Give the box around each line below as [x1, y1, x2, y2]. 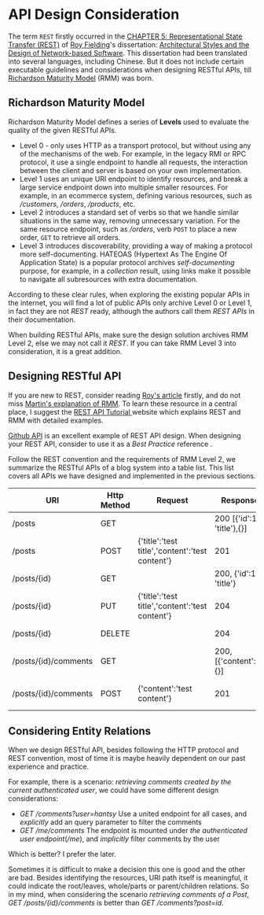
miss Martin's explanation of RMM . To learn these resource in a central [8, 399, 237, 408]
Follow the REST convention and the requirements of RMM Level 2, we [8, 454, 236, 463]
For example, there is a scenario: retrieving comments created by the [8, 777, 232, 787]
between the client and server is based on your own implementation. [19, 165, 242, 175]
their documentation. [8, 315, 76, 324]
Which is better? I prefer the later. [8, 850, 116, 859]
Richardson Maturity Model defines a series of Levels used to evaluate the [8, 116, 250, 127]
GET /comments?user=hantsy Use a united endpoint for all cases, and [19, 809, 247, 819]
